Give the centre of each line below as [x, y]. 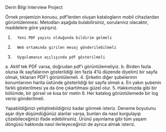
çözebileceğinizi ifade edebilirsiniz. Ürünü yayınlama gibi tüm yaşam [76, 119]
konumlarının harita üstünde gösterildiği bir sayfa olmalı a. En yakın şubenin [83, 83]
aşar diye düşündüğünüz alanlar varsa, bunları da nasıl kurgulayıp [73, 113]
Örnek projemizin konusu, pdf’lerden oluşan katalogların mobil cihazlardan [82, 17]
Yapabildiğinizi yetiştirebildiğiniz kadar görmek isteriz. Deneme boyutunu [80, 108]
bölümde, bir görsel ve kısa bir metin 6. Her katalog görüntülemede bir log [82, 93]
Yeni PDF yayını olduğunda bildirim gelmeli [65, 38]
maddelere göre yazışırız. [31, 28]
